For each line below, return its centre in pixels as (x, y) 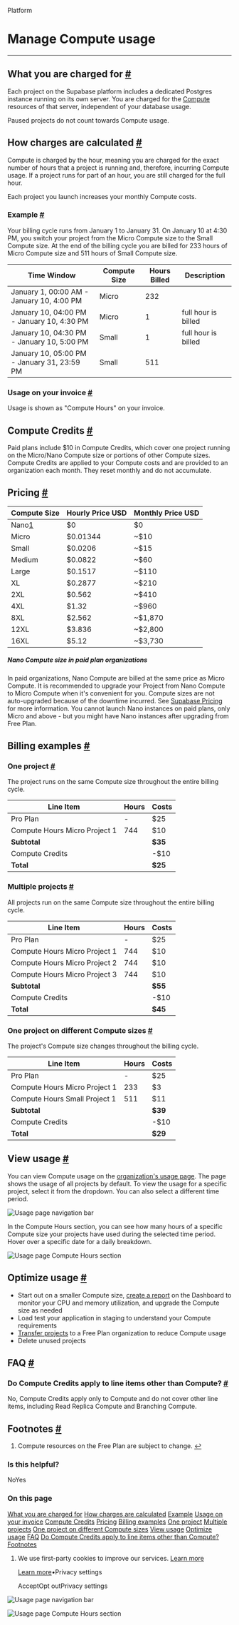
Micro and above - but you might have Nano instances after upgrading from (118, 715)
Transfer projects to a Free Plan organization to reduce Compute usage (122, 1333)
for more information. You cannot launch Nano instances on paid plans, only (119, 708)
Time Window (52, 275)
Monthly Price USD (167, 513)
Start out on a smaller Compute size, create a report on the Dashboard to (124, 1295)
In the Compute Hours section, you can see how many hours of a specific (115, 1226)
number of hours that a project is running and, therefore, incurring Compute (118, 168)
